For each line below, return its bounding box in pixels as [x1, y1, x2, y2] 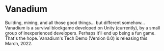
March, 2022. [5, 40, 33, 46]
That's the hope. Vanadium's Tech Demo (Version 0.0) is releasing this [5, 35, 148, 41]
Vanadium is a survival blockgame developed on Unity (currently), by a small [5, 25, 160, 30]
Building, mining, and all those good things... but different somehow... [5, 20, 145, 25]
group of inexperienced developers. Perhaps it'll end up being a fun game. [5, 30, 156, 36]
